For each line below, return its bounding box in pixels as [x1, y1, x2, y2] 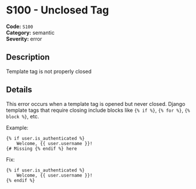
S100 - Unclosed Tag [6, 4, 109, 17]
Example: [6, 124, 29, 131]
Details [6, 85, 32, 95]
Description [6, 52, 50, 62]
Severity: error [6, 35, 43, 42]
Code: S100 [6, 23, 33, 30]
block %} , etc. [6, 112, 39, 120]
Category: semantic [6, 29, 55, 36]
